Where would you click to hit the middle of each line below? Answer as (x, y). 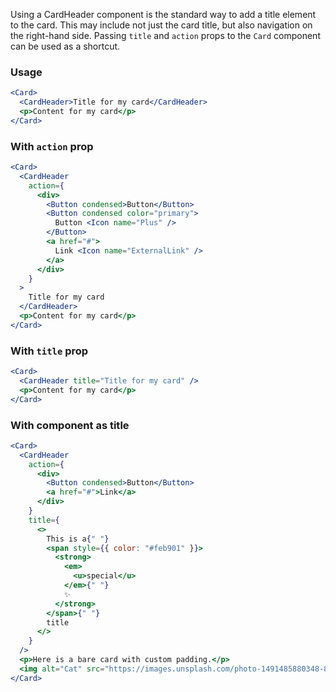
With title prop (49, 351)
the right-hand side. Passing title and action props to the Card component (165, 35)
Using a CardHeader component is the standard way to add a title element (163, 14)
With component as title (70, 425)
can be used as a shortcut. (65, 46)
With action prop (52, 146)
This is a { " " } (78, 539)
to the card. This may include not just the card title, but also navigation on (161, 25)
